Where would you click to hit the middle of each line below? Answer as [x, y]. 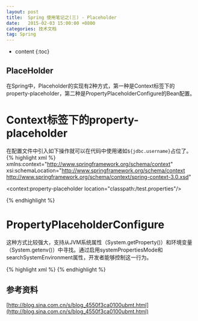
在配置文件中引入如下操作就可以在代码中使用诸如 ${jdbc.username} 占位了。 [99, 151]
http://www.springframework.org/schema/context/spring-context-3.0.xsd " [99, 177]
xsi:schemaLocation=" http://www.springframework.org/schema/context [96, 170]
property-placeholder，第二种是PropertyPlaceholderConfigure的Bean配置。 [101, 93]
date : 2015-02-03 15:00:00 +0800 [51, 23]
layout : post [23, 12]
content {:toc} [32, 51]
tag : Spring [21, 34]
